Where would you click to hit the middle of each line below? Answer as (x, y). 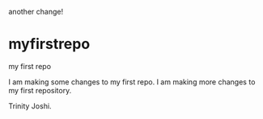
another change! (36, 12)
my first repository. (40, 90)
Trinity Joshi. (30, 106)
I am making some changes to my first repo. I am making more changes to (132, 82)
